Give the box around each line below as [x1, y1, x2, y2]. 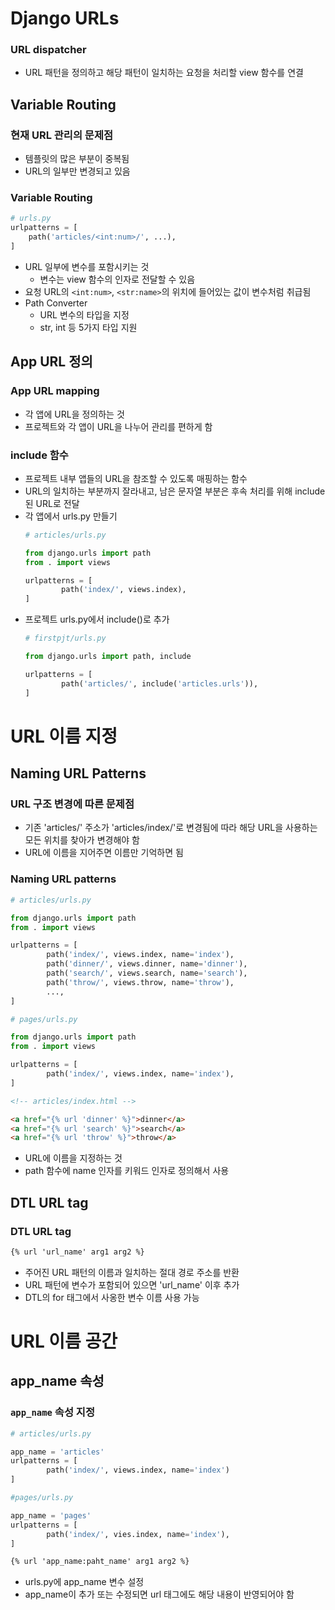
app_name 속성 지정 [10, 1405, 95, 1419]
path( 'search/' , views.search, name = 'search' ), [46, 968, 248, 978]
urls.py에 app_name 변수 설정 [24, 1576, 145, 1588]
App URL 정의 [10, 353, 93, 371]
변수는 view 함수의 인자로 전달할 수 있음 [39, 273, 196, 285]
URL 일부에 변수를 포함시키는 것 [24, 260, 150, 272]
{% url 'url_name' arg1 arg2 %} [10, 1247, 145, 1257]
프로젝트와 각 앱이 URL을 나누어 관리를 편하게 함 [24, 420, 213, 432]
